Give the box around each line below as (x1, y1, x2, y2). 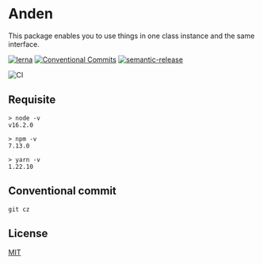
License (8, 227, 48, 240)
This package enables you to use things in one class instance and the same (8, 31, 255, 40)
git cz (8, 205, 30, 213)
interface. (8, 39, 40, 48)
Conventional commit (8, 184, 117, 198)
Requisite (8, 93, 56, 107)
